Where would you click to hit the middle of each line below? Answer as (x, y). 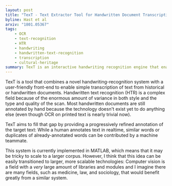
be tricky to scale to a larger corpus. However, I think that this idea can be (83, 156)
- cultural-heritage (36, 63)
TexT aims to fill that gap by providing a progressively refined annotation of (84, 125)
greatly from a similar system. (37, 178)
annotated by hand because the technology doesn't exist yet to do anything (85, 109)
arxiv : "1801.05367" (27, 24)
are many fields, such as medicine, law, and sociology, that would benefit (82, 173)
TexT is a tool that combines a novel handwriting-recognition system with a (84, 82)
